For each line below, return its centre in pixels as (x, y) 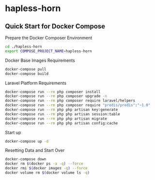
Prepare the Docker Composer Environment (49, 38)
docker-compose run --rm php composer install (53, 92)
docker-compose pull (26, 69)
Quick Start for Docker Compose (55, 26)
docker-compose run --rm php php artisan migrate (56, 119)
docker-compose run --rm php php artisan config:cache (62, 123)
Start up (13, 132)
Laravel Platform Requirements (36, 83)
